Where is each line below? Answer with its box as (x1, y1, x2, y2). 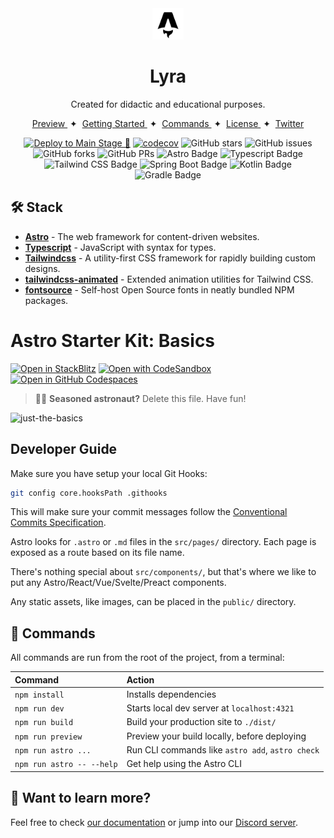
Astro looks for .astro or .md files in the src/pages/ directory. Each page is (10, 536, 317, 548)
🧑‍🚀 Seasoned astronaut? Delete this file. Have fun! (34, 392, 247, 404)
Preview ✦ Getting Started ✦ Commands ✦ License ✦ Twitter (31, 117, 305, 129)
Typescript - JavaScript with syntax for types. (24, 241, 217, 253)
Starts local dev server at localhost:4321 (126, 702, 295, 714)
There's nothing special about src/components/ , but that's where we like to (10, 566, 317, 578)
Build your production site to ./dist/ (126, 716, 277, 728)
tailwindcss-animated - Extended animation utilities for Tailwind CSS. (24, 273, 314, 285)
